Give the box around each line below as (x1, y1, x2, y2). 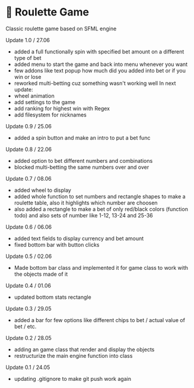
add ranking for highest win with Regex (14, 105, 110, 112)
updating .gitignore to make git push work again (14, 375, 132, 382)
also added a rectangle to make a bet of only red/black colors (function (14, 205, 188, 213)
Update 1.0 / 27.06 (5, 36, 50, 43)
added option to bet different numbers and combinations (14, 157, 153, 164)
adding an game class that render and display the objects (14, 346, 155, 353)
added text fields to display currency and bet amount (14, 235, 144, 242)
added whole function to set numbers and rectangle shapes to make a (14, 193, 186, 200)
